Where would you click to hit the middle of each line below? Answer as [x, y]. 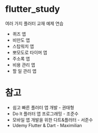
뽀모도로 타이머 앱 [30, 52]
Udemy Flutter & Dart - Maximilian [47, 125]
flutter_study [33, 9]
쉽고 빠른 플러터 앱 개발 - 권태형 [43, 107]
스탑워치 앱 [23, 46]
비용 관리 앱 [24, 65]
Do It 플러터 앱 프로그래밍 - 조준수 [45, 113]
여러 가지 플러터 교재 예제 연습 [34, 23]
